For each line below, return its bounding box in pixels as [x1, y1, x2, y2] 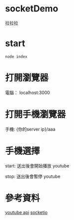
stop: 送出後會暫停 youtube [5, 173, 61, 179]
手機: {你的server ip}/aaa [5, 126, 56, 132]
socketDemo [5, 3, 58, 14]
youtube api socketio [5, 209, 48, 215]
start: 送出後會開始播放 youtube [5, 162, 70, 169]
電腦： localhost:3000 [5, 89, 50, 95]
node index [5, 54, 28, 59]
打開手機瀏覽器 [5, 109, 66, 120]
